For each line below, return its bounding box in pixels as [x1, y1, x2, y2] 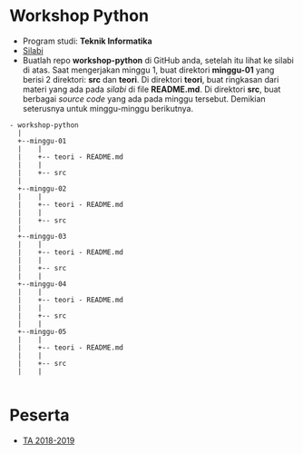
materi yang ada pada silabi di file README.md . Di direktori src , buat [22, 84, 281, 94]
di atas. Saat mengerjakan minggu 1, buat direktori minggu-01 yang [22, 64, 275, 75]
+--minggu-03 [17, 232, 67, 241]
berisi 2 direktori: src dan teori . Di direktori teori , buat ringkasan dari [22, 74, 279, 84]
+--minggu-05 [17, 327, 67, 336]
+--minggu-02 [17, 183, 67, 193]
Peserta [9, 405, 70, 426]
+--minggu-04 [17, 279, 67, 289]
